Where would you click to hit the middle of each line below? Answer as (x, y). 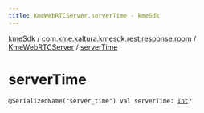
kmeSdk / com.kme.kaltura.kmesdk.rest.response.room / (102, 38)
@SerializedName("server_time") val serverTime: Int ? (100, 101)
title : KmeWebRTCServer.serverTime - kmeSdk (84, 16)
